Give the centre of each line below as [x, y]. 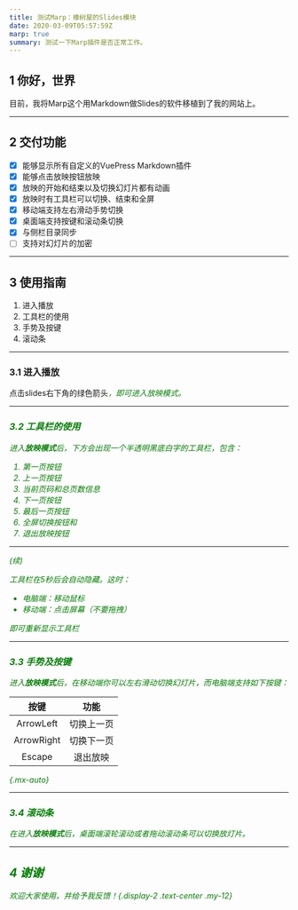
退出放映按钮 [45, 533]
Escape [37, 757]
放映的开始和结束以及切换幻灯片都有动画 [96, 188]
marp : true [29, 34]
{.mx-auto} [29, 780]
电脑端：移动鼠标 [53, 598]
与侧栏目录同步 [49, 233]
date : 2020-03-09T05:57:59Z [61, 26]
